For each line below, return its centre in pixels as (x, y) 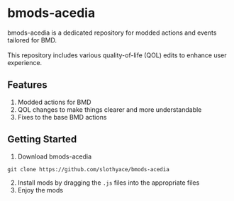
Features (27, 85)
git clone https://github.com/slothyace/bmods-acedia (89, 169)
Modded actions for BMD (54, 102)
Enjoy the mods (40, 190)
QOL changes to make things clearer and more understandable (110, 109)
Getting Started (42, 139)
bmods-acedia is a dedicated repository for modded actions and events (112, 33)
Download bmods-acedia (55, 156)
